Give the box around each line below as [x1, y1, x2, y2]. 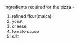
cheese [11, 23, 27, 29]
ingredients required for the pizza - [4, 4, 75, 10]
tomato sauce [11, 29, 39, 34]
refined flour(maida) [11, 13, 52, 19]
